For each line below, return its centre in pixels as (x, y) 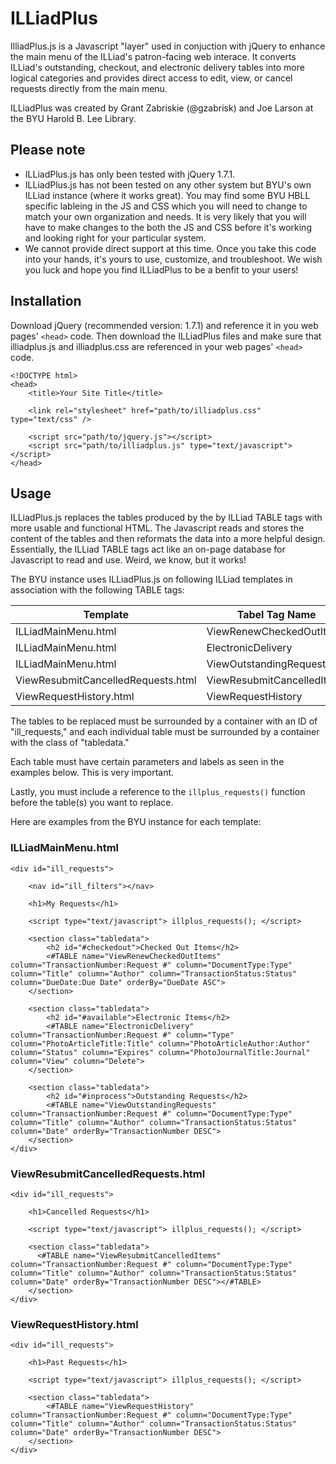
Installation (46, 301)
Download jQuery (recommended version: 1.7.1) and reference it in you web (164, 325)
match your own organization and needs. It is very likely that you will (165, 216)
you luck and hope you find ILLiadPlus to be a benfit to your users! (161, 269)
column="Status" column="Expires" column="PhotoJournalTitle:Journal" (160, 1052)
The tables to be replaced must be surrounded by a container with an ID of (164, 721)
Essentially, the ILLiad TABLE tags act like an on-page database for (148, 549)
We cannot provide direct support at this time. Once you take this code (170, 248)
